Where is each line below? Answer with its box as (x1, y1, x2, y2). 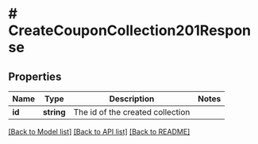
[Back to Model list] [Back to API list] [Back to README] (8, 127, 191, 136)
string (42, 107, 66, 117)
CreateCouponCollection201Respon (8, 21, 252, 40)
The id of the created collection (73, 107, 191, 117)
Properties (8, 70, 62, 83)
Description (109, 93, 155, 104)
